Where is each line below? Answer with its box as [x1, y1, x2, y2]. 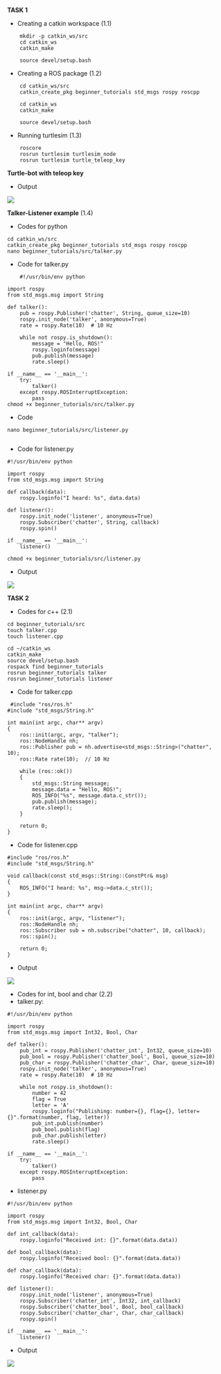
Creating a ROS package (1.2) [17, 69, 102, 77]
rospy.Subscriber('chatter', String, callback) [19, 519, 159, 526]
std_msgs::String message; [32, 780, 110, 787]
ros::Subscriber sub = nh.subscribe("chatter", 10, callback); [19, 927, 206, 934]
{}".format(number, [7, 1114, 64, 1121]
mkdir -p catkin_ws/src [19, 33, 89, 40]
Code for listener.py [17, 445, 74, 453]
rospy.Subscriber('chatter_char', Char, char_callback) [19, 1309, 185, 1316]
